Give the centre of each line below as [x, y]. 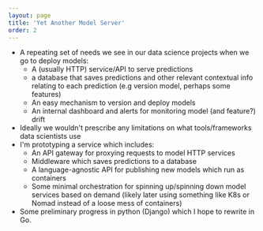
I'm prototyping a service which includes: [87, 145]
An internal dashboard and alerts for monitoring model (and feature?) [144, 111]
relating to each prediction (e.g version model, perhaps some [131, 86]
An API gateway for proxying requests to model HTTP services [133, 153]
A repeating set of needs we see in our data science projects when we [134, 53]
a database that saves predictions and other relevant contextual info [142, 78]
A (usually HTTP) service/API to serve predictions [112, 69]
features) [46, 95]
